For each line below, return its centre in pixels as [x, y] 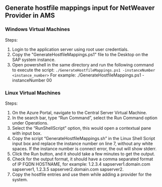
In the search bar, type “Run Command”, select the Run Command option [85, 118]
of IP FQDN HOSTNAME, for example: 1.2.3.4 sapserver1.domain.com [81, 164]
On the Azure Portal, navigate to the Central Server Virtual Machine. [80, 112]
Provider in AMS [30, 16]
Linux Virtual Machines [33, 93]
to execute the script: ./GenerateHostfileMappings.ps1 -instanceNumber [84, 70]
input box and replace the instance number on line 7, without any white [82, 143]
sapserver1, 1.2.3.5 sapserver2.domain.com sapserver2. [68, 169]
